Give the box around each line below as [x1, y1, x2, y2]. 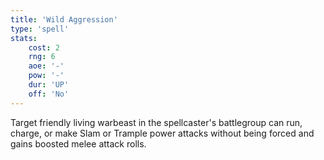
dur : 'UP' [28, 80, 70, 90]
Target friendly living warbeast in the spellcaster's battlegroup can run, [10, 116, 303, 128]
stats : [10, 33, 38, 43]
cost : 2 [28, 42, 60, 53]
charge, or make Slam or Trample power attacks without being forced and [10, 127, 315, 139]
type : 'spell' [10, 24, 70, 34]
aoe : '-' [28, 61, 65, 71]
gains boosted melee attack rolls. [10, 137, 147, 150]
